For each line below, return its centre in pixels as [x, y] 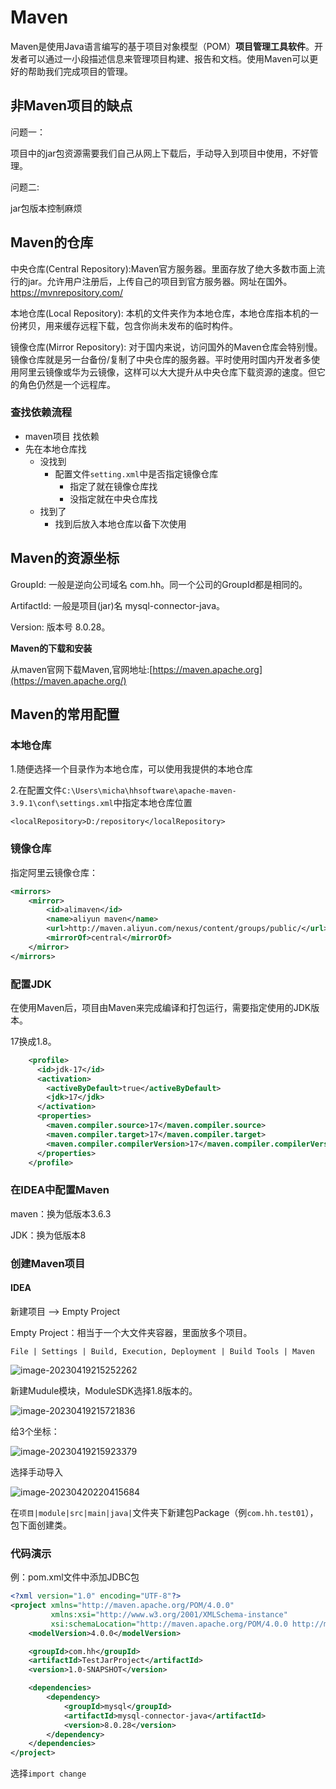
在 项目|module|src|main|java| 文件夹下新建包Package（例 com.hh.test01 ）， [164, 1512]
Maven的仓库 [52, 242]
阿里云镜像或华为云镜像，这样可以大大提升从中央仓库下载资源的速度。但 [167, 372]
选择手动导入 [36, 1472]
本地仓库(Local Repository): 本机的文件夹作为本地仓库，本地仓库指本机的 [160, 313]
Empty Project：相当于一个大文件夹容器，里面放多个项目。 [131, 1332]
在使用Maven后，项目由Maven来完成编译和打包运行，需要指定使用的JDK [161, 1007]
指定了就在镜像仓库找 [113, 486]
